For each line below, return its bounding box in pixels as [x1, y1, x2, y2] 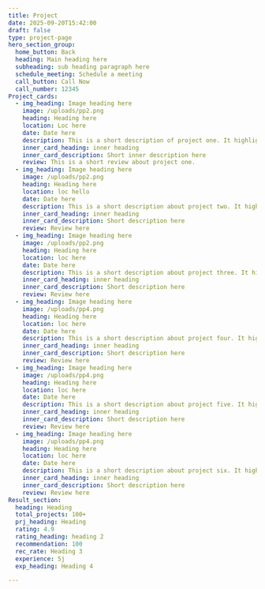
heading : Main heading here [15, 56, 108, 64]
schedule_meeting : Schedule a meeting [15, 70, 144, 78]
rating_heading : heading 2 [15, 533, 104, 541]
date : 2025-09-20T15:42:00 [8, 19, 97, 27]
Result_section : [8, 496, 62, 504]
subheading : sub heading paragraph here [15, 63, 150, 71]
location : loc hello [22, 187, 90, 196]
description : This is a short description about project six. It [22, 467, 242, 475]
